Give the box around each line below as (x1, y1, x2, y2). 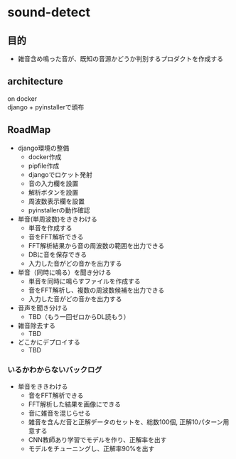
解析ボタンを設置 (28, 188, 79, 196)
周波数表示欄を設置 (28, 197, 85, 205)
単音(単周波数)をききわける (17, 215, 98, 223)
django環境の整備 (17, 144, 70, 152)
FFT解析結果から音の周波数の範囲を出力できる (28, 241, 165, 249)
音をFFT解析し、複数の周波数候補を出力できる (28, 286, 165, 294)
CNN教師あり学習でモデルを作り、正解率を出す (28, 435, 167, 444)
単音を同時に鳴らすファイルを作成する (28, 276, 141, 285)
